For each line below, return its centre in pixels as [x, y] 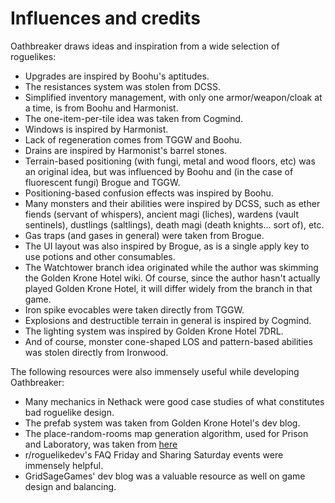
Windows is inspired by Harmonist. [96, 129]
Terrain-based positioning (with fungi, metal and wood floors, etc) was [170, 161]
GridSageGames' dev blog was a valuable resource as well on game [165, 476]
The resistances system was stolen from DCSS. [123, 86]
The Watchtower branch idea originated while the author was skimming [171, 267]
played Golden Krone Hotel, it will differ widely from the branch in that [168, 288]
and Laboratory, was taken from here [101, 444]
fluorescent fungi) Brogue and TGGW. [102, 182]
